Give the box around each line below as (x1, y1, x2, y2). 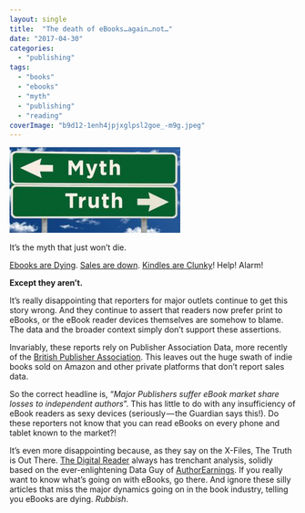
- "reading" (17, 110, 64, 120)
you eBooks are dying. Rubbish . (9, 494, 129, 505)
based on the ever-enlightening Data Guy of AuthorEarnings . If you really (9, 465, 283, 476)
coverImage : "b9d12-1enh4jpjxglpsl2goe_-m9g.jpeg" (9, 120, 206, 130)
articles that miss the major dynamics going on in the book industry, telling (9, 484, 289, 495)
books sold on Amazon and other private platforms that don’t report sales (9, 361, 285, 372)
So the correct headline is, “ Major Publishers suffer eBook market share (9, 389, 280, 400)
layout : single (9, 15, 67, 24)
